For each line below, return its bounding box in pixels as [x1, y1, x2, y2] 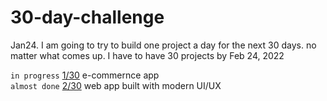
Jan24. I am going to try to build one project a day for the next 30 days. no [10, 39, 317, 51]
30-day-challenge [10, 6, 165, 29]
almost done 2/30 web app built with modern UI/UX [10, 79, 222, 91]
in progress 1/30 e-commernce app [10, 69, 160, 81]
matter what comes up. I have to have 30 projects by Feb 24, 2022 [10, 49, 285, 61]
